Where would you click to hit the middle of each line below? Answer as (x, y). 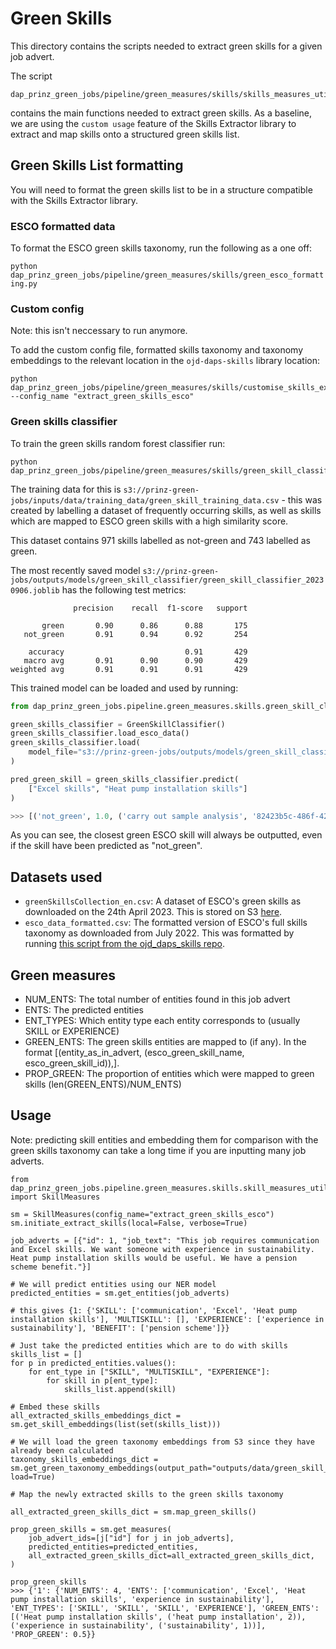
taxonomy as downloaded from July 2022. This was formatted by (159, 933)
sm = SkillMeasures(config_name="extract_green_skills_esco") (142, 1214)
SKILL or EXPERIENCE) (72, 1031)
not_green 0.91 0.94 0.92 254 (135, 634)
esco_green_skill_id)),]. (72, 1063)
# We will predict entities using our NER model (113, 1284)
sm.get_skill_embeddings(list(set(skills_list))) (116, 1424)
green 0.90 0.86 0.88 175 (144, 625)
